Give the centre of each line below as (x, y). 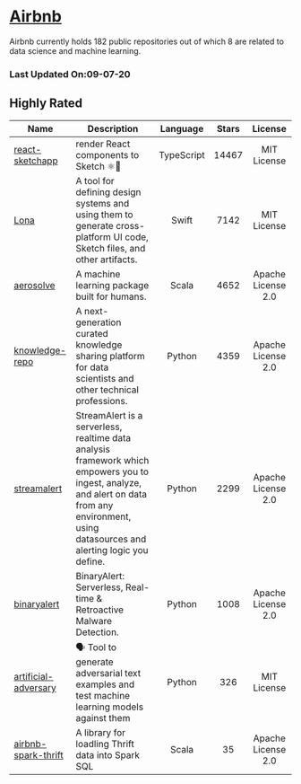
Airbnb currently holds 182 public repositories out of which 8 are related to (147, 41)
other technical (107, 390)
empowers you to (112, 471)
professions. (102, 401)
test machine (103, 695)
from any (95, 505)
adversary (35, 688)
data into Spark (108, 754)
